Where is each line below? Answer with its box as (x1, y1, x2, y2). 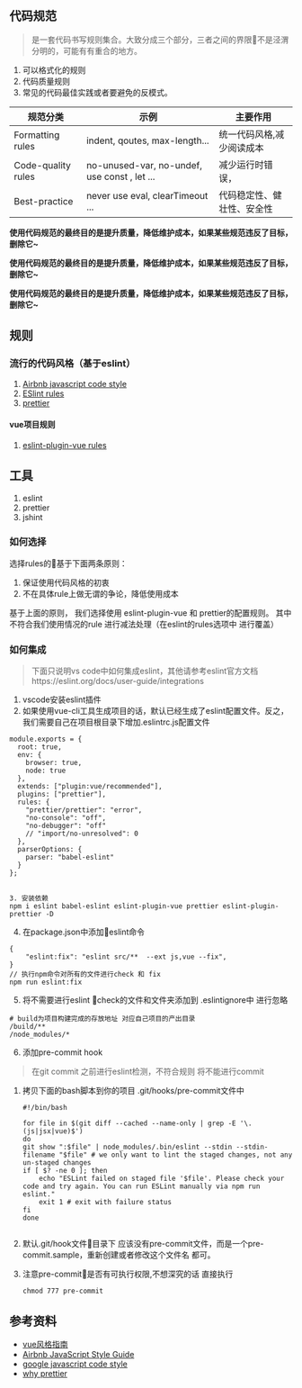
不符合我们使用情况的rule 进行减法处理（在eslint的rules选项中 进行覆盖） (9, 618, 279, 629)
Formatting (13, 129, 60, 141)
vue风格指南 (22, 1338, 69, 1349)
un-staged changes (22, 1158, 92, 1167)
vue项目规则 (9, 419, 56, 430)
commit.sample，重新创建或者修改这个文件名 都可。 (22, 1249, 216, 1260)
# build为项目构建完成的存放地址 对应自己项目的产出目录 (9, 1014, 196, 1023)
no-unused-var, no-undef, (86, 158, 203, 171)
